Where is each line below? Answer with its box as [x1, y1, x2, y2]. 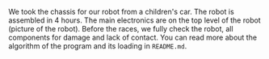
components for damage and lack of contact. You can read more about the [8, 32, 257, 42]
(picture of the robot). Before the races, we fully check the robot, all [8, 24, 233, 33]
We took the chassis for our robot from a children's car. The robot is [8, 7, 234, 16]
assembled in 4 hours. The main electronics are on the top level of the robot [8, 15, 261, 25]
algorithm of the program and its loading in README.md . [8, 41, 187, 51]
